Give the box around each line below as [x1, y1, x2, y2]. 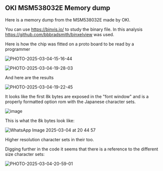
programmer [5, 46, 30, 52]
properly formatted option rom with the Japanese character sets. [5, 99, 136, 105]
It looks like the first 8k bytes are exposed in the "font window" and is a [5, 93, 149, 99]
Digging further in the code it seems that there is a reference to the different [5, 146, 158, 152]
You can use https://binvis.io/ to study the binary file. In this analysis [5, 26, 143, 32]
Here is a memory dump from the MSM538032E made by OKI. [5, 17, 131, 22]
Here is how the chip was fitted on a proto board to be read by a [5, 41, 135, 47]
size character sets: [5, 151, 45, 157]
